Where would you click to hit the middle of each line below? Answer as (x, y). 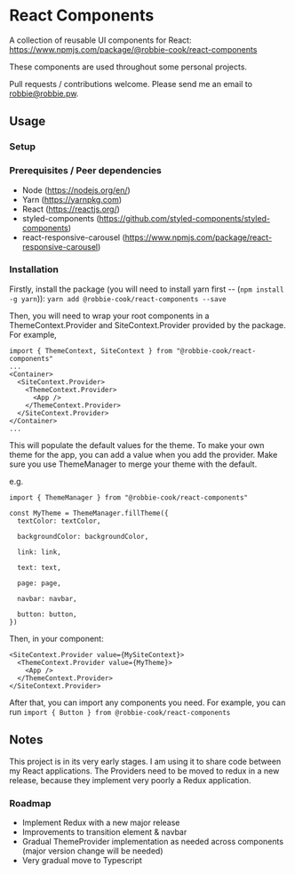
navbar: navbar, (47, 598)
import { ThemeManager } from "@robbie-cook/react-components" (129, 497)
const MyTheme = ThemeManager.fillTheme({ (89, 513)
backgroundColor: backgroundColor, (83, 536)
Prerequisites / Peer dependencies (85, 171)
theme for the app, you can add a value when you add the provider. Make (144, 454)
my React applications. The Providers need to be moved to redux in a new (144, 771)
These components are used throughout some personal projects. (128, 67)
